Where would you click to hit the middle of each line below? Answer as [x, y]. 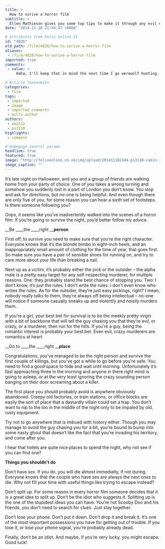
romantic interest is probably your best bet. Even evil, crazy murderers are [80, 331]
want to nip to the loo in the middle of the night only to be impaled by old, [79, 407]
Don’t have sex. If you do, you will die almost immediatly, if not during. [76, 472]
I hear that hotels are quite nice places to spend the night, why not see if [78, 447]
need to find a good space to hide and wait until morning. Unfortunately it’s [81, 366]
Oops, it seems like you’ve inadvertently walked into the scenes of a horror [81, 215]
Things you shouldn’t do [30, 462]
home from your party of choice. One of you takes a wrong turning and [77, 184]
